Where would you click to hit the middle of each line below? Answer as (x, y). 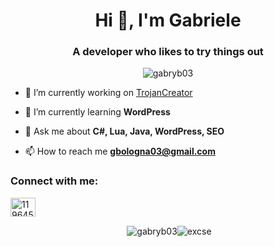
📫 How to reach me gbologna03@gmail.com (120, 151)
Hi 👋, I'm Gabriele (168, 20)
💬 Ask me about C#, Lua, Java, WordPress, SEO (124, 131)
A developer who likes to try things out (168, 52)
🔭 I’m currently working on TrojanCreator (108, 93)
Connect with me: (54, 181)
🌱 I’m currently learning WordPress (97, 112)
